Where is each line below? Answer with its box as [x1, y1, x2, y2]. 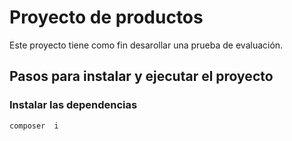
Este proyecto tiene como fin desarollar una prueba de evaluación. [9, 39, 284, 51]
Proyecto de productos [9, 6, 204, 29]
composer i [9, 121, 59, 131]
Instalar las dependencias [9, 98, 138, 112]
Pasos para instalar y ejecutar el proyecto [9, 68, 274, 85]
